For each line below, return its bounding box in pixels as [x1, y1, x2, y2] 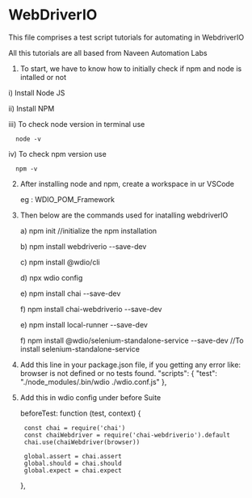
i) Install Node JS [8, 87, 65, 98]
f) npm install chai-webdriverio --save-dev [19, 304, 162, 314]
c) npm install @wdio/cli [19, 257, 100, 267]
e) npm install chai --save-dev [19, 289, 121, 298]
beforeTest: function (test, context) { [19, 408, 141, 418]
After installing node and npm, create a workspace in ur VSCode [19, 179, 235, 188]
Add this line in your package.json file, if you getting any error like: [19, 360, 241, 369]
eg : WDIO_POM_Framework [19, 194, 115, 204]
